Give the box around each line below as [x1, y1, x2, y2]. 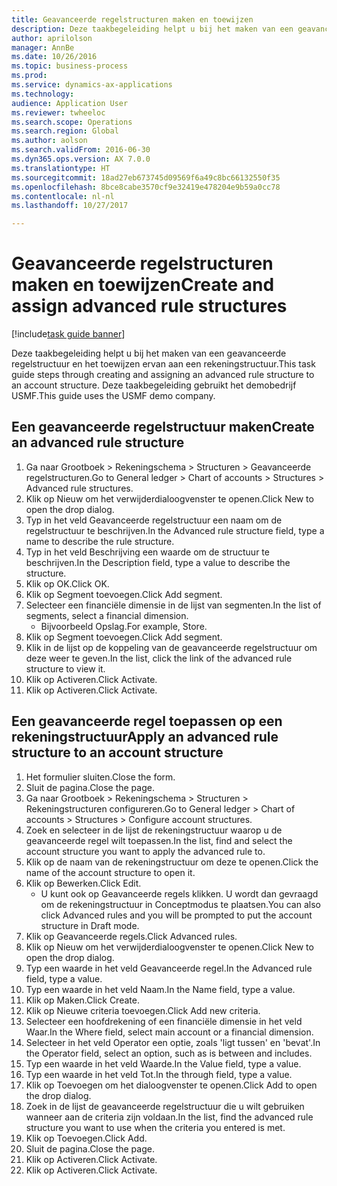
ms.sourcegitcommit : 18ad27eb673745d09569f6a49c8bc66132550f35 [11, 172, 281, 183]
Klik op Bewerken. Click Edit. [25, 877, 142, 889]
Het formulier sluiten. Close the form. [25, 771, 176, 783]
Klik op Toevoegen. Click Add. [25, 1132, 148, 1144]
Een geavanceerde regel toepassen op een [11, 713, 283, 730]
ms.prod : [11, 71, 48, 81]
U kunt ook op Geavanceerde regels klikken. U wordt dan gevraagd [40, 887, 319, 900]
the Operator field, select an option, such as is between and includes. [25, 1047, 313, 1059]
